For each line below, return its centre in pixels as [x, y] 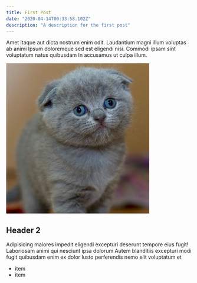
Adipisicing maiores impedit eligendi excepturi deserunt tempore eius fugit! [97, 245]
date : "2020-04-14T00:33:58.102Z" [49, 19]
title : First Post [29, 12]
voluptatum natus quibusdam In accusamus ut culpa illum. [77, 55]
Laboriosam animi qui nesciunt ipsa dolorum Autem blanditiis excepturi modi [99, 251]
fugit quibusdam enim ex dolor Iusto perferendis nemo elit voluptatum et [94, 257]
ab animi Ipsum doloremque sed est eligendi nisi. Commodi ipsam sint [91, 49]
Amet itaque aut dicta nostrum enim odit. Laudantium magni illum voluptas [96, 43]
